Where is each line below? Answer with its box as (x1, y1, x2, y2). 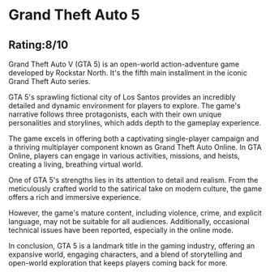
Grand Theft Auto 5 (8, 6, 140, 24)
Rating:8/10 (8, 38, 69, 52)
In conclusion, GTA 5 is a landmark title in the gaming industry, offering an (8, 241, 255, 250)
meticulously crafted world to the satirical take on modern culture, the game (8, 184, 262, 193)
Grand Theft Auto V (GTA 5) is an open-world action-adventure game (8, 59, 240, 69)
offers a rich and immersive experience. (8, 193, 142, 202)
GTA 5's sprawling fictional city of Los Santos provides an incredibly (8, 92, 237, 102)
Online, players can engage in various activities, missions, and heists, (8, 151, 241, 160)
